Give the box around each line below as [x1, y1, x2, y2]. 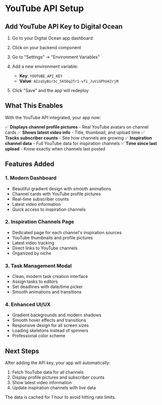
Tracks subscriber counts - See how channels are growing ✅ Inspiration [5, 135, 152, 141]
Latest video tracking [12, 239, 55, 246]
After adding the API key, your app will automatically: [5, 360, 111, 366]
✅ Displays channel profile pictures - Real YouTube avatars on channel [5, 124, 149, 129]
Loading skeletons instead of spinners [12, 328, 89, 333]
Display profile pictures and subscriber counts [12, 374, 105, 380]
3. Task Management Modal [5, 262, 72, 269]
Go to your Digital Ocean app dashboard [12, 35, 93, 41]
